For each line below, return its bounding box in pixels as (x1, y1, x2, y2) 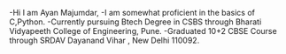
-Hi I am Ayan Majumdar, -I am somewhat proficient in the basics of (9, 8, 255, 17)
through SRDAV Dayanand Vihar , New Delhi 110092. (9, 35, 200, 45)
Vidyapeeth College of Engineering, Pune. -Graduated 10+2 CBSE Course (9, 26, 277, 36)
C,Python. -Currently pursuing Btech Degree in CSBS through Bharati (9, 17, 262, 27)
